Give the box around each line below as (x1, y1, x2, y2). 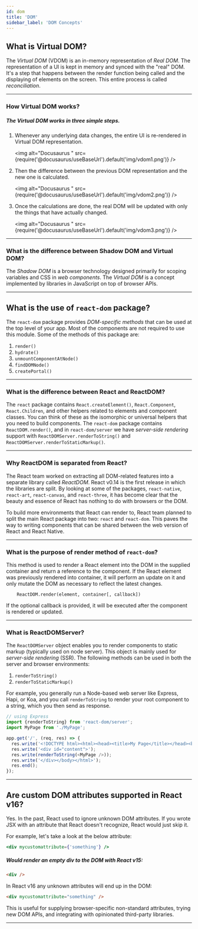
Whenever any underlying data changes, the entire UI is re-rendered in (14, 132, 187, 139)
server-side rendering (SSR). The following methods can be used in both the (6, 654, 192, 661)
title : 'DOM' (6, 14, 38, 20)
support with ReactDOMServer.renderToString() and (6, 432, 131, 439)
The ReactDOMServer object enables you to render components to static (6, 642, 178, 649)
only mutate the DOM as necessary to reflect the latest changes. (6, 580, 163, 587)
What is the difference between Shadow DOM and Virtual (6, 247, 173, 255)
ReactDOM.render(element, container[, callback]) (16, 592, 141, 598)
